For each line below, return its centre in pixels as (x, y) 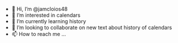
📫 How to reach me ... (39, 34)
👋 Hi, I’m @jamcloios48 (40, 9)
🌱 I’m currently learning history (49, 21)
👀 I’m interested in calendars (46, 15)
